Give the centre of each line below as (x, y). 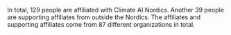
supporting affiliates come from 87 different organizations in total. (101, 24)
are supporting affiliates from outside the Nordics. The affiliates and (104, 17)
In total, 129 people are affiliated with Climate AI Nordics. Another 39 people (115, 10)
